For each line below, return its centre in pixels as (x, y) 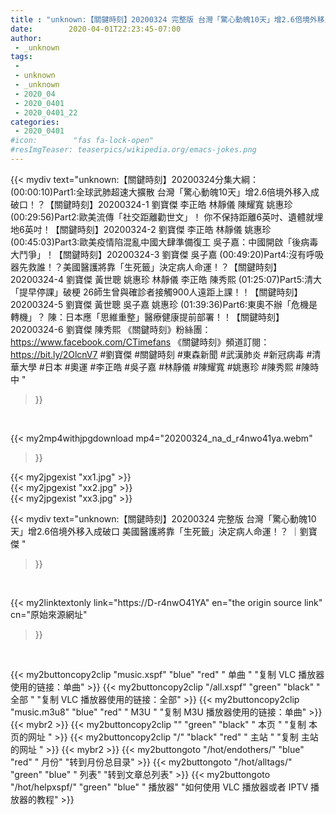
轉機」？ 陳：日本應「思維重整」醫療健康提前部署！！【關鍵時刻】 (147, 317)
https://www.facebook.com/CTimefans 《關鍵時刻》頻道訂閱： (140, 342)
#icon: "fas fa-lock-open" (82, 141)
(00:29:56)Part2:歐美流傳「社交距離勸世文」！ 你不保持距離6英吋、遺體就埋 (167, 217)
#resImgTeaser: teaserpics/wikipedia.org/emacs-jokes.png (133, 150)
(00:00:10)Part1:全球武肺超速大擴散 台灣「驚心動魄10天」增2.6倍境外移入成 (165, 192)
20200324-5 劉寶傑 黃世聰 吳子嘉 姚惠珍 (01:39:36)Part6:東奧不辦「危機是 (164, 304)
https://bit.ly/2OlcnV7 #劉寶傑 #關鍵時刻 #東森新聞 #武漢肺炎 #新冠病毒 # (161, 354)
